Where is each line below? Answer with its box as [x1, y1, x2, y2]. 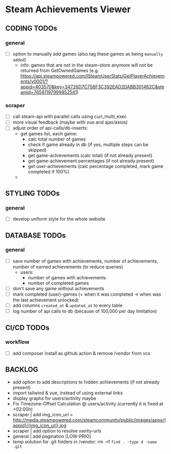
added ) [12, 56, 27, 62]
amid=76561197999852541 [20, 89, 78, 95]
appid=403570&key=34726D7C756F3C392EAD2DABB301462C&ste [20, 83, 164, 90]
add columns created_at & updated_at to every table [12, 302, 123, 308]
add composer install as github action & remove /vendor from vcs [12, 350, 151, 356]
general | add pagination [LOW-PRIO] [12, 433, 91, 439]
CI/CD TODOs [5, 323, 50, 332]
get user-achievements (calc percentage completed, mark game [28, 163, 163, 170]
